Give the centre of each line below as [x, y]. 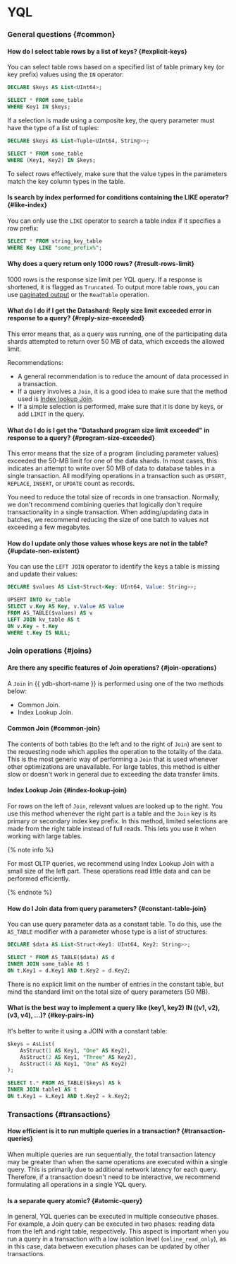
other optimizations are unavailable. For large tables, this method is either [114, 766]
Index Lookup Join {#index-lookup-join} [67, 790]
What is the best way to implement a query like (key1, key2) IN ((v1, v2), [114, 1008]
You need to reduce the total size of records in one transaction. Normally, [114, 497]
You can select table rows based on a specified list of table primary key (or [116, 67]
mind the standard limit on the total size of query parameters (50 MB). [108, 992]
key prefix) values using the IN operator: [66, 74]
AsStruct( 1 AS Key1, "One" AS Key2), [75, 1050]
